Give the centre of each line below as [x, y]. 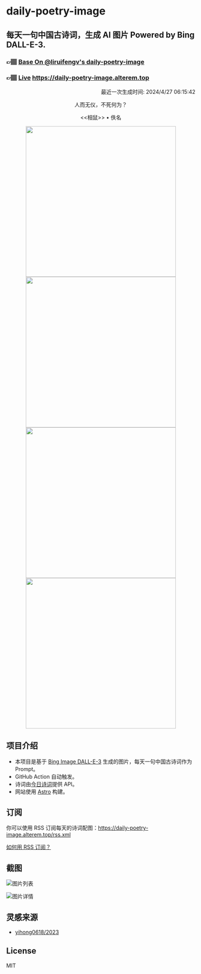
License [21, 951]
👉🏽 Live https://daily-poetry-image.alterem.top [78, 78]
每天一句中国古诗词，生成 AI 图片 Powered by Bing [100, 35]
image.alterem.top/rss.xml [38, 835]
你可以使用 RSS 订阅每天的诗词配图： [52, 828]
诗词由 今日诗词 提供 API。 [46, 784]
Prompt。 [27, 769]
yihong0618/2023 [37, 932]
